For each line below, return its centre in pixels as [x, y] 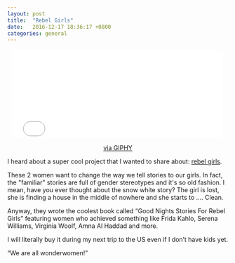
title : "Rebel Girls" [40, 20]
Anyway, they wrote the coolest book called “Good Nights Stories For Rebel [116, 210]
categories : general [38, 33]
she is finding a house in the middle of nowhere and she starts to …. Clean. [115, 197]
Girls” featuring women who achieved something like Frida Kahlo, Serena [113, 218]
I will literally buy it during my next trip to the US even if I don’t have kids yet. [118, 239]
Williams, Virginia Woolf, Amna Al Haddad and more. [83, 226]
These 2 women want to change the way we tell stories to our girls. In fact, [115, 175]
